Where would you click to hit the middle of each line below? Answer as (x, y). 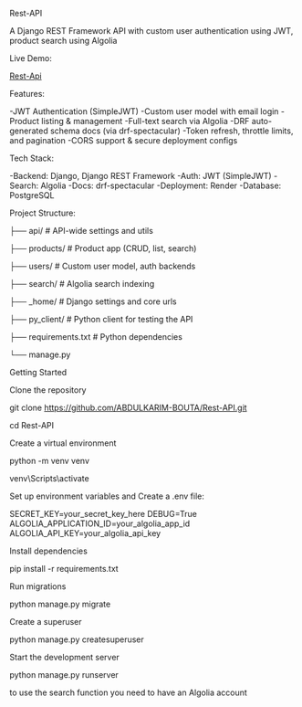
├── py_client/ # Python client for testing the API (101, 319)
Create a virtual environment (63, 443)
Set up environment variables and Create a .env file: (107, 496)
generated (29, 131)
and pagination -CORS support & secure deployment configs (124, 140)
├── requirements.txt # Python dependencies (96, 337)
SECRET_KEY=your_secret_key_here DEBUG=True (104, 514)
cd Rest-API (32, 425)
